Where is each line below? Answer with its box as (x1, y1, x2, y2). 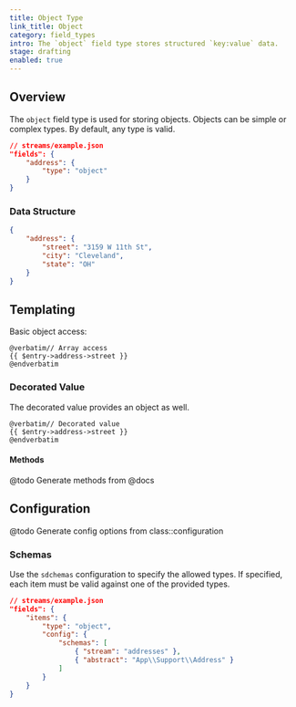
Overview (9, 89, 66, 105)
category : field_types (9, 30, 96, 39)
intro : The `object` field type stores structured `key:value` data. (9, 38, 280, 48)
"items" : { (26, 613, 67, 622)
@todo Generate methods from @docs (9, 474, 155, 485)
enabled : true (9, 56, 64, 65)
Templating (9, 302, 76, 317)
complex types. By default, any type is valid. (9, 123, 176, 134)
